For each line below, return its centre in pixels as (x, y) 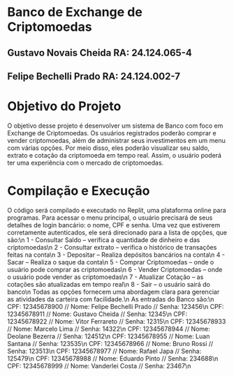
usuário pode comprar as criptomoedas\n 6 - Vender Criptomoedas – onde (115, 269)
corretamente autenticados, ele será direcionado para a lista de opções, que (117, 232)
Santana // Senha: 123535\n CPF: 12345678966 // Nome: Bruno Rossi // (110, 343)
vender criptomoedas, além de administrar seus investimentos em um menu (116, 140)
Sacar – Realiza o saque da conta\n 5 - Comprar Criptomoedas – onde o (111, 262)
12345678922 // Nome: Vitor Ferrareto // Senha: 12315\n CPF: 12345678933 (117, 321)
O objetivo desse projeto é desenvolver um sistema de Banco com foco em (115, 126)
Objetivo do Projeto (64, 106)
